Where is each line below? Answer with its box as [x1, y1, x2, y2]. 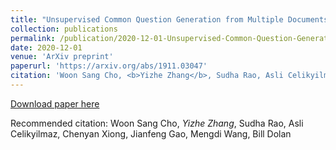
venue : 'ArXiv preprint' [10, 52, 114, 62]
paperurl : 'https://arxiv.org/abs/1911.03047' [10, 61, 208, 71]
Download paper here [10, 97, 100, 110]
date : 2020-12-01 [10, 42, 83, 53]
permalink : [10, 33, 56, 43]
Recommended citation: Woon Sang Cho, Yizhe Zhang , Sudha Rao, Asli [10, 117, 304, 129]
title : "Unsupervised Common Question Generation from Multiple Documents [10, 14, 329, 25]
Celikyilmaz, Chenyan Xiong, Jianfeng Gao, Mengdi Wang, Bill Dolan [10, 127, 292, 140]
